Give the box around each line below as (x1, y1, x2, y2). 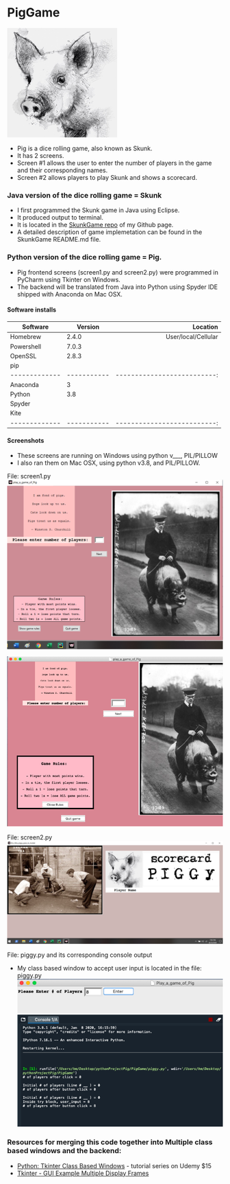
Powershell (10, 342, 42, 351)
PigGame (7, 5, 60, 21)
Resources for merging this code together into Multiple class (7, 1137, 214, 1147)
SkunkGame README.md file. (16, 235, 101, 244)
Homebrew (10, 333, 42, 341)
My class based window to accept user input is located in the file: (16, 964, 202, 972)
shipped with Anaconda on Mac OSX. (16, 290, 123, 298)
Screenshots (7, 436, 44, 444)
